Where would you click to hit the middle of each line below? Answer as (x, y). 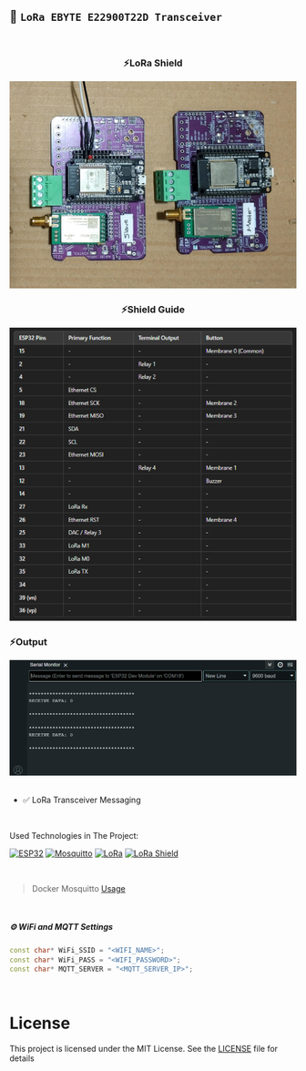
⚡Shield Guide (153, 309)
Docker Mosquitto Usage (78, 888)
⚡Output (28, 641)
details (22, 1058)
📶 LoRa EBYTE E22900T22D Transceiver (116, 17)
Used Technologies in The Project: (74, 835)
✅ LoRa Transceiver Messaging (82, 800)
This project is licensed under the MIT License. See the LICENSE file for (144, 1049)
